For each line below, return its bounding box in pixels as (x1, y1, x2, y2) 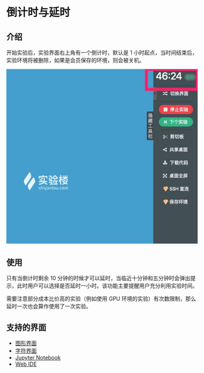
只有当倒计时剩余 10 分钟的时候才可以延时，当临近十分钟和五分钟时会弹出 (6, 274, 191, 282)
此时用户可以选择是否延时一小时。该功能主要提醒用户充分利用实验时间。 (16, 282, 198, 290)
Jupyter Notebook (15, 354, 61, 361)
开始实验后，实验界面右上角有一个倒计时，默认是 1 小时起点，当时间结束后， (6, 49, 198, 56)
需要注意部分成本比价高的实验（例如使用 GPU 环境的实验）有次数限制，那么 (6, 295, 196, 302)
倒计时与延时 (6, 5, 71, 19)
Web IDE (15, 360, 37, 368)
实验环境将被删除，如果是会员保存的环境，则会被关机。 (6, 57, 144, 64)
